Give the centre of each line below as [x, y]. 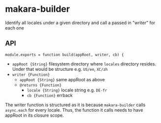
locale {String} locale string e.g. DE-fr [67, 90]
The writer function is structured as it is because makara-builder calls [75, 105]
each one [15, 28]
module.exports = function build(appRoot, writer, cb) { [65, 55]
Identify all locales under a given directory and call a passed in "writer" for [80, 23]
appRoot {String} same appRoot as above [62, 79]
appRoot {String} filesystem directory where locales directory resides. [84, 64]
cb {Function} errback [50, 95]
